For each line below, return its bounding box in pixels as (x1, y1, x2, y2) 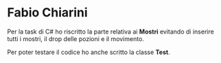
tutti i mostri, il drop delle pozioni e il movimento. (7, 34, 144, 42)
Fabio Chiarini (7, 5, 88, 21)
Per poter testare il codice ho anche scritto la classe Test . (7, 48, 170, 56)
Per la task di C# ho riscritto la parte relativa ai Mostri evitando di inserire (7, 27, 214, 36)
